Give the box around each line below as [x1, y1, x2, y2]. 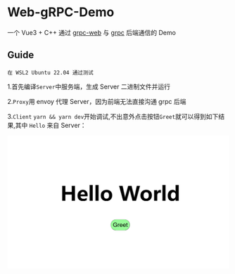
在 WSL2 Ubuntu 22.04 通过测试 [7, 69, 94, 76]
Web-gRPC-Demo [7, 4, 115, 20]
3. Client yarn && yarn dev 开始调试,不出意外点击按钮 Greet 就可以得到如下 [7, 112, 219, 120]
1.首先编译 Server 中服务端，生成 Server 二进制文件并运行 [7, 82, 171, 91]
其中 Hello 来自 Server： [15, 121, 87, 129]
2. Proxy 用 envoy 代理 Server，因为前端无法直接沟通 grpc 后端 [7, 97, 186, 105]
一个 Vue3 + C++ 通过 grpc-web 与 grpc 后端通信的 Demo [7, 28, 176, 37]
